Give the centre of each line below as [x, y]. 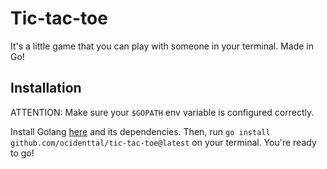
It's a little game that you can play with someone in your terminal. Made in [162, 46]
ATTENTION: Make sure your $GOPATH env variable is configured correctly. [162, 112]
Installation [46, 88]
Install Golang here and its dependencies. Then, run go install [140, 131]
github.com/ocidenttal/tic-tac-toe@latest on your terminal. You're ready [163, 142]
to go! [22, 153]
